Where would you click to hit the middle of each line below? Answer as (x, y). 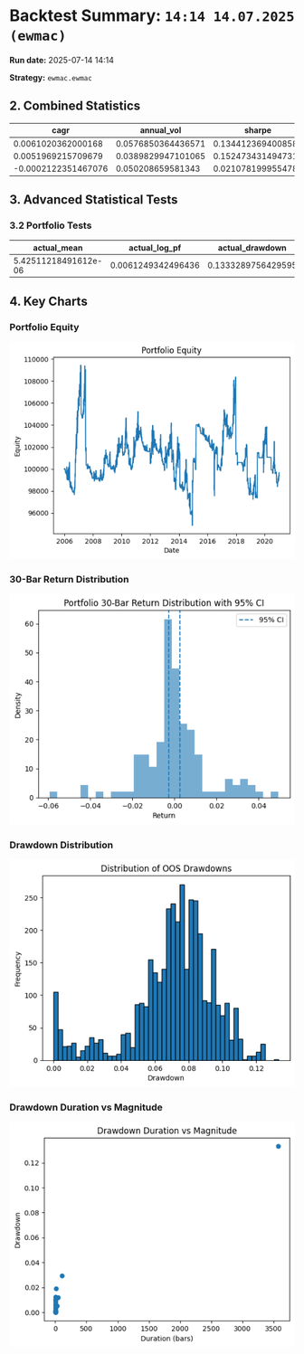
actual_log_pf (155, 247)
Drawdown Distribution (62, 845)
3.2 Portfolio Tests (51, 225)
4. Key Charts (48, 301)
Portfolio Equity (44, 327)
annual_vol (161, 130)
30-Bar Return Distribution (69, 579)
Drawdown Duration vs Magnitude (86, 1107)
